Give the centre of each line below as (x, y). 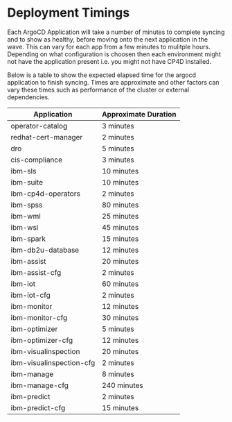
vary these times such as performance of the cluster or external (98, 90)
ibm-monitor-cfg (39, 317)
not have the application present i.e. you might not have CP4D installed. (109, 61)
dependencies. (28, 97)
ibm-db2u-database (45, 250)
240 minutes (122, 385)
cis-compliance (37, 160)
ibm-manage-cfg (40, 385)
